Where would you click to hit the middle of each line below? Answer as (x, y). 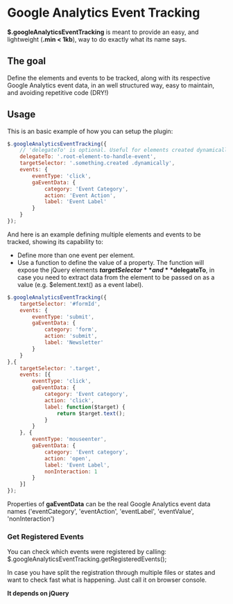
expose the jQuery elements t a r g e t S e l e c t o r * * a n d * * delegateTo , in (116, 270)
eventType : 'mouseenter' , (70, 439)
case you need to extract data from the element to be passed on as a (116, 277)
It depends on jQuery (38, 594)
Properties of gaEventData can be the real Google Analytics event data (109, 504)
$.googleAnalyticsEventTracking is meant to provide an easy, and (103, 32)
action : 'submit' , (71, 336)
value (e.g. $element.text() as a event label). (80, 284)
